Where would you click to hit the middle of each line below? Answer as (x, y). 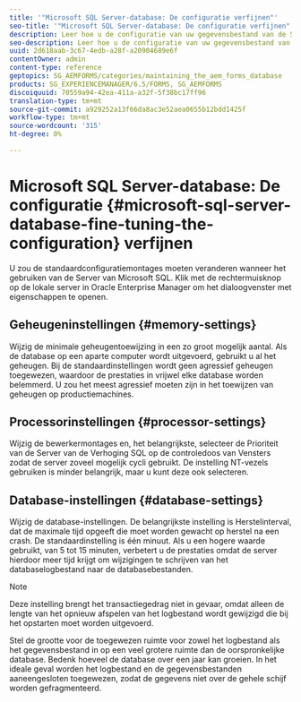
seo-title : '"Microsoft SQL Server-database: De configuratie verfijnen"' (152, 26)
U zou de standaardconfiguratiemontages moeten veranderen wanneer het (148, 268)
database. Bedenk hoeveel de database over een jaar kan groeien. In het (143, 660)
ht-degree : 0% (36, 134)
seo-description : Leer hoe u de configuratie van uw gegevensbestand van (150, 43)
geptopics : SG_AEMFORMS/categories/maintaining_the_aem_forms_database (146, 76)
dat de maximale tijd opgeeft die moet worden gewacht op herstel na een (144, 531)
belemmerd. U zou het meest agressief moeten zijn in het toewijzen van (142, 384)
